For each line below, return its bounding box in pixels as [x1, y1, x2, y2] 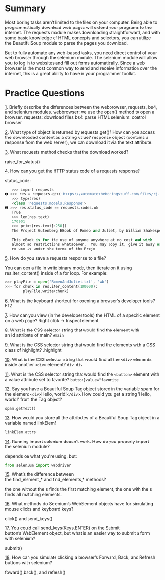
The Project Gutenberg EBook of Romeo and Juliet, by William [11, 228, 141, 233]
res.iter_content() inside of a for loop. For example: [5, 270, 108, 276]
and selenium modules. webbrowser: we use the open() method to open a [5, 109, 155, 115]
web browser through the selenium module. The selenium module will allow [5, 55, 158, 60]
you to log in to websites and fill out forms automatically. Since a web [5, 60, 145, 66]
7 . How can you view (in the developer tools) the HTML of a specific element [5, 312, 160, 318]
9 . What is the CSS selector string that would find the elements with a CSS [5, 342, 156, 348]
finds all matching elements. [5, 492, 62, 497]
